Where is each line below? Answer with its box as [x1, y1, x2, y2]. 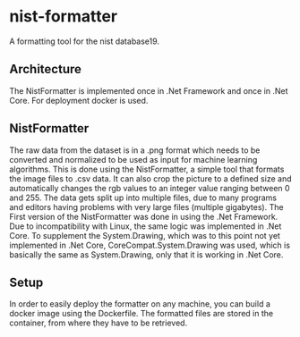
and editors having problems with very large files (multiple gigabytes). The [9, 201, 284, 212]
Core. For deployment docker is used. [9, 95, 149, 105]
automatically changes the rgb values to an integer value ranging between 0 [9, 182, 290, 193]
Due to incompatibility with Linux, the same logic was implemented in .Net [9, 221, 282, 232]
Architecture [9, 62, 82, 77]
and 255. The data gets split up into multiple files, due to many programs [9, 192, 278, 203]
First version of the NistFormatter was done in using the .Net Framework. [9, 211, 279, 222]
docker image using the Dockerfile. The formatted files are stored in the [9, 308, 274, 319]
